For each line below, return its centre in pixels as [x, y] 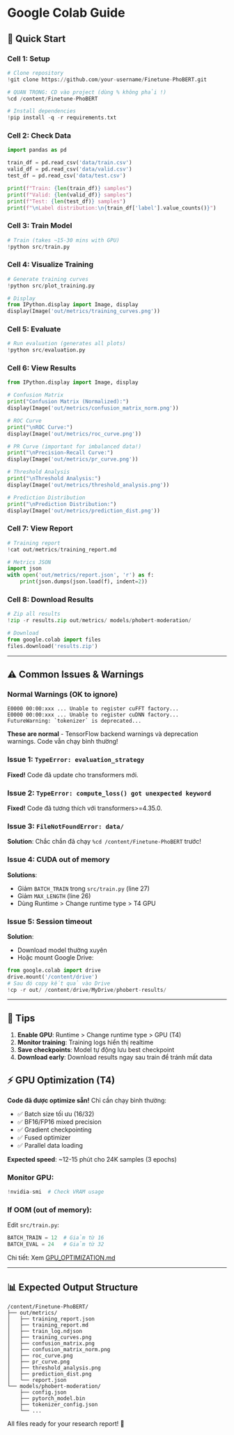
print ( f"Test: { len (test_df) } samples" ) [67, 201]
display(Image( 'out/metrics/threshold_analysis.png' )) [88, 485]
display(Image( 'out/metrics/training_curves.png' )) [84, 311]
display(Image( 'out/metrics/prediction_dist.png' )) [84, 511]
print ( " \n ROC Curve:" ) [40, 427]
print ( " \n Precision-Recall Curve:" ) [60, 453]
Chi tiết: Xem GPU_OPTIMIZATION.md [62, 1258]
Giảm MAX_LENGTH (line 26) [54, 895]
